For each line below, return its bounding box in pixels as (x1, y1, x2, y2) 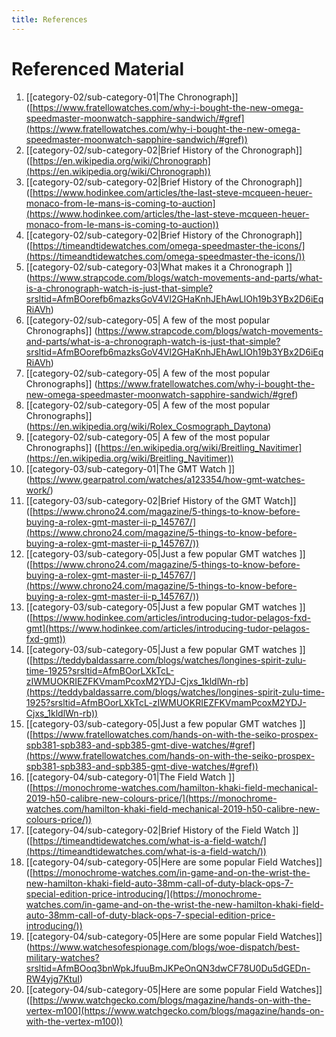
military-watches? (25, 951, 100, 963)
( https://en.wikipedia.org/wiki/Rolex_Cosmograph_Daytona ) (25, 420, 272, 432)
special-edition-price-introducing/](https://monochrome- (25, 887, 262, 900)
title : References (11, 14, 88, 25)
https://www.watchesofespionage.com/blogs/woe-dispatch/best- (29, 941, 301, 953)
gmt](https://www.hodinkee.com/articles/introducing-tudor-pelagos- (25, 622, 310, 634)
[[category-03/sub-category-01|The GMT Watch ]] (25, 462, 236, 475)
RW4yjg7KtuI (25, 972, 80, 985)
